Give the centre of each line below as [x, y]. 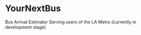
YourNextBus [33, 9]
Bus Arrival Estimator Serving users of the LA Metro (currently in [71, 22]
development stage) [25, 27]
